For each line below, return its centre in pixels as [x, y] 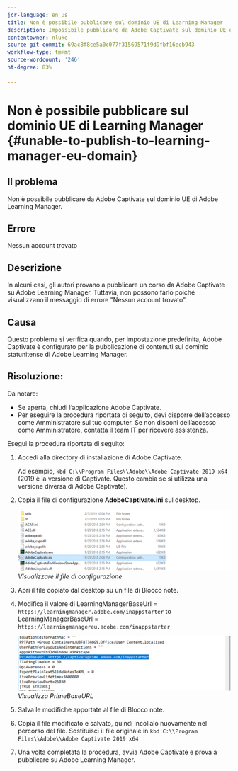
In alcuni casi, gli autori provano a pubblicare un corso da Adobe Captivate [116, 285]
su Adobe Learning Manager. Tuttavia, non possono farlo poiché [101, 292]
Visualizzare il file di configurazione [70, 576]
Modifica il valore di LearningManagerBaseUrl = [87, 604]
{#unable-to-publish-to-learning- [109, 141]
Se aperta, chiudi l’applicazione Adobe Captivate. [89, 407]
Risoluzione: [35, 376]
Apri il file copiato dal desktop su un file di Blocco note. [98, 590]
